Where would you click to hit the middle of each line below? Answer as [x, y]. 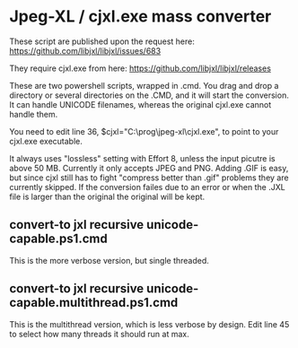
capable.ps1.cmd [58, 239]
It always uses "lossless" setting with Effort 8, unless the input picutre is [142, 158]
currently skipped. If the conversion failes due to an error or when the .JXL [147, 187]
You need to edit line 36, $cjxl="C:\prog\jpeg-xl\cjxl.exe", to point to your [144, 131]
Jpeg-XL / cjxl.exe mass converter [140, 17]
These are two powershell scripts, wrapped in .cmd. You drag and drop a [144, 85]
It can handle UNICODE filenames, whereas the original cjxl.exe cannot [140, 104]
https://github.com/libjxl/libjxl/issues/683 [85, 50]
